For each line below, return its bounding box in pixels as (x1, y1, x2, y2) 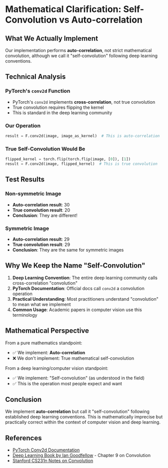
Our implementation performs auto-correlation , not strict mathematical (5, 48, 152, 53)
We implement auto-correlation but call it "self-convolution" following (5, 408, 150, 414)
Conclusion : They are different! (12, 212, 77, 218)
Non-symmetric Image (5, 190, 61, 197)
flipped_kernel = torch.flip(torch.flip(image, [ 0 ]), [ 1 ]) (5, 157, 131, 162)
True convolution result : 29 (12, 242, 70, 248)
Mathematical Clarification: (5, 4, 121, 15)
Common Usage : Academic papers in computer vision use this (12, 307, 142, 313)
